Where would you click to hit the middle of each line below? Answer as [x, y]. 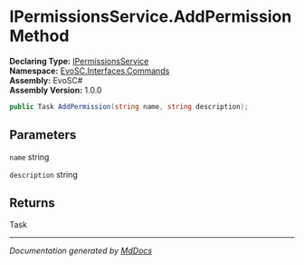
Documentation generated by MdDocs [81, 250]
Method [39, 36]
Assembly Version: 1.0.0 [56, 90]
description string [44, 174]
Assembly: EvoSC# [46, 80]
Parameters [43, 135]
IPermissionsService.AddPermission [151, 17]
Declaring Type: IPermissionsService [79, 61]
